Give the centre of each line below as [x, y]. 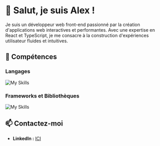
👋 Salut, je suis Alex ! [50, 10]
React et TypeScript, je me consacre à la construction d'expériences [77, 35]
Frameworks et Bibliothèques [43, 95]
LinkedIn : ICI [27, 138]
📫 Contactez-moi [34, 124]
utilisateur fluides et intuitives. [37, 41]
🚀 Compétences [31, 57]
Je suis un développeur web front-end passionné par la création [73, 25]
